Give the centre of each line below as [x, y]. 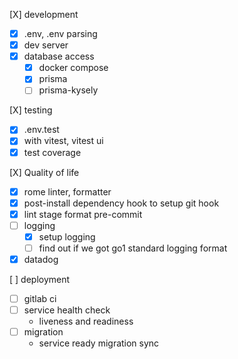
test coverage [52, 152]
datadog [41, 259]
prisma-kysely [68, 90]
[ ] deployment [40, 279]
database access [59, 56]
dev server [46, 45]
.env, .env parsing [60, 33]
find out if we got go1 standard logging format [133, 248]
